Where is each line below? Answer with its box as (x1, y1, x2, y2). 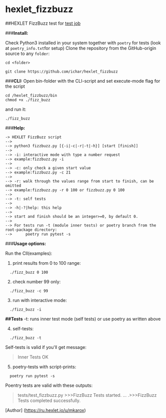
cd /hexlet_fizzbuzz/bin (5, 93, 57, 98)
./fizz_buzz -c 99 (10, 288, 49, 293)
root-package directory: (5, 227, 57, 232)
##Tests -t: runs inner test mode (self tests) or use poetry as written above (5, 316, 161, 322)
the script (5, 83, 25, 89)
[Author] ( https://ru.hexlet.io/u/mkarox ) (5, 407, 87, 413)
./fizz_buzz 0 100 (10, 270, 49, 275)
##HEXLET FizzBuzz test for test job (5, 20, 81, 26)
